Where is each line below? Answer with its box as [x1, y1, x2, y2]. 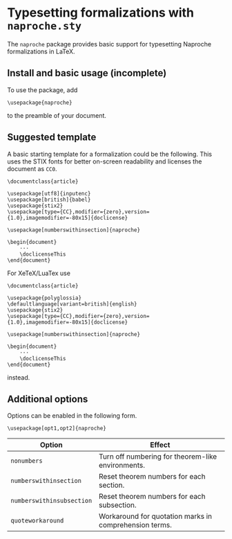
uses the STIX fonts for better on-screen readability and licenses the [7, 157, 202, 166]
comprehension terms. [99, 520, 173, 530]
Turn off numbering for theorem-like [99, 452, 217, 461]
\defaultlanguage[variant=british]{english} [7, 300, 137, 308]
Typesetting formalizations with [7, 5, 195, 21]
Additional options [7, 393, 88, 405]
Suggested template [7, 132, 97, 143]
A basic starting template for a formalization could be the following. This [7, 150, 213, 158]
